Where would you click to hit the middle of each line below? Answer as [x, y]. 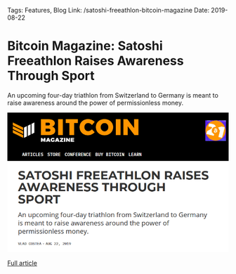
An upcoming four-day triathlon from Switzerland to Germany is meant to [113, 95]
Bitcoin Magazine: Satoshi [85, 46]
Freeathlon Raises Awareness [96, 61]
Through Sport [51, 76]
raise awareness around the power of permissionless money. [96, 103]
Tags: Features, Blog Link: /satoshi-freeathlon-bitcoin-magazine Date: [108, 10]
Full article [22, 263]
